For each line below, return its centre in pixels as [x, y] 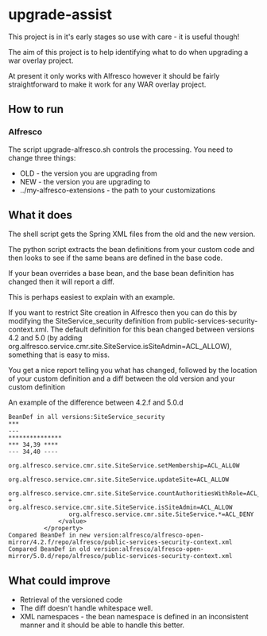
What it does [41, 215]
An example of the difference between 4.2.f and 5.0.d [96, 402]
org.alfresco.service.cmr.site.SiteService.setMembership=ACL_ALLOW [124, 466]
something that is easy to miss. [59, 355]
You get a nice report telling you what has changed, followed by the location [133, 370]
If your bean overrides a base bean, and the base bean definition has [121, 273]
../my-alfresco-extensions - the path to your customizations [118, 190]
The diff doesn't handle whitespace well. [86, 608]
